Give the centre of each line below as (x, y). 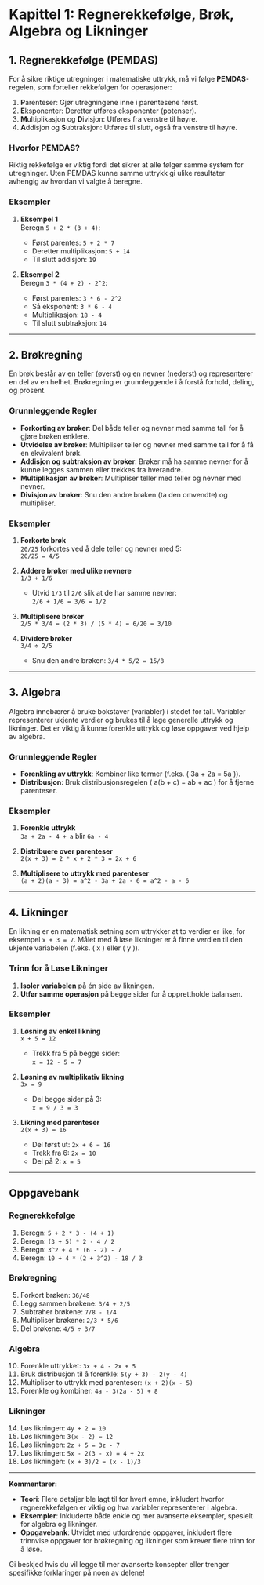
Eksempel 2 (40, 274)
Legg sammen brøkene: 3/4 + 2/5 (75, 1303)
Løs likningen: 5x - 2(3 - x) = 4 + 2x (82, 1453)
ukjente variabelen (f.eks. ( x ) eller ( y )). (74, 948)
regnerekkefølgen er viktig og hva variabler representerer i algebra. (128, 1507)
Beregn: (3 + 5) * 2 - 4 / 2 (67, 1241)
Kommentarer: (33, 1484)
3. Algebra (35, 692)
